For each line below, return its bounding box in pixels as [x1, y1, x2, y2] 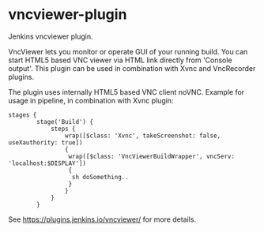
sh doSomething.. [71, 173, 129, 181]
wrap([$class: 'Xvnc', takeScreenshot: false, [64, 132, 221, 140]
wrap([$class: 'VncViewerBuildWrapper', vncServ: [68, 152, 236, 160]
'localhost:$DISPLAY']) [8, 159, 87, 167]
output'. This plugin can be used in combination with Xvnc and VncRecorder [8, 63, 256, 73]
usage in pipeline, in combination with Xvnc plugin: [8, 95, 174, 105]
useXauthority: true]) [8, 138, 83, 147]
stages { [8, 110, 37, 119]
